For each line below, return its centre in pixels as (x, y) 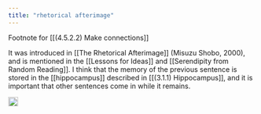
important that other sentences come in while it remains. (99, 86)
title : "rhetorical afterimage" (61, 15)
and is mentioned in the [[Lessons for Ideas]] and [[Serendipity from (119, 61)
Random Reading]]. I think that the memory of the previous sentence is (123, 69)
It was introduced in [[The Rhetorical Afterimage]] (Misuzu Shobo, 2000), (127, 52)
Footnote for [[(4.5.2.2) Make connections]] (79, 37)
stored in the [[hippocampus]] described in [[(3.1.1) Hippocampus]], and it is (130, 77)
